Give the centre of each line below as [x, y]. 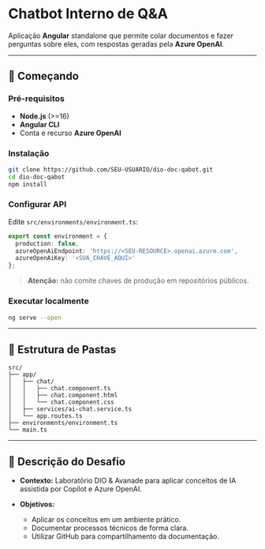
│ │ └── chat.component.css [61, 402]
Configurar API [37, 205]
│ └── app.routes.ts [45, 416]
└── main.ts [28, 430]
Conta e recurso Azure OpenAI [70, 133]
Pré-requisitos [36, 99]
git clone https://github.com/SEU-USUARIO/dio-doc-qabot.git [111, 169]
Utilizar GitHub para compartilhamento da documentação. [125, 536]
